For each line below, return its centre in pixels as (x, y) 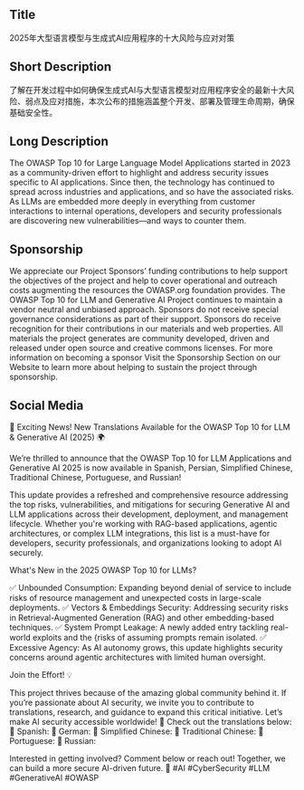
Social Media (47, 405)
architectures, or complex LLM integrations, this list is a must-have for (140, 534)
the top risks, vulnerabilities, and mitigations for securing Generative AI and (150, 505)
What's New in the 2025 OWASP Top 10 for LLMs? (103, 570)
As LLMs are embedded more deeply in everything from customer (133, 202)
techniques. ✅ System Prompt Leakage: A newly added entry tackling (139, 627)
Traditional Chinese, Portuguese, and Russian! (95, 478)
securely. (26, 553)
